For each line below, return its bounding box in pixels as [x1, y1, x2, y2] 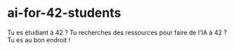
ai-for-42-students [7, 5, 122, 21]
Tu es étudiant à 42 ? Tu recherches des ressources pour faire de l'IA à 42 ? [7, 28, 227, 37]
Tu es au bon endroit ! [7, 35, 71, 44]
